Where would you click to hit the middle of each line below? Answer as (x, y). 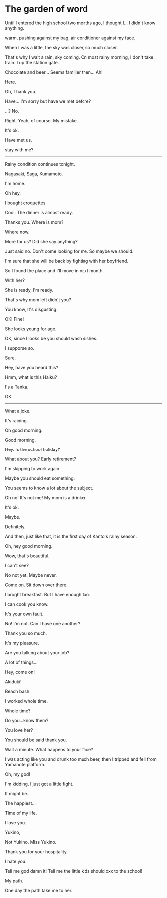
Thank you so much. (26, 633)
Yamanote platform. (25, 764)
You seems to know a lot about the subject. (49, 488)
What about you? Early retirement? (41, 459)
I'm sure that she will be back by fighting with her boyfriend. (67, 261)
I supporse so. (20, 348)
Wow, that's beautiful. (27, 556)
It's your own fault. (24, 614)
